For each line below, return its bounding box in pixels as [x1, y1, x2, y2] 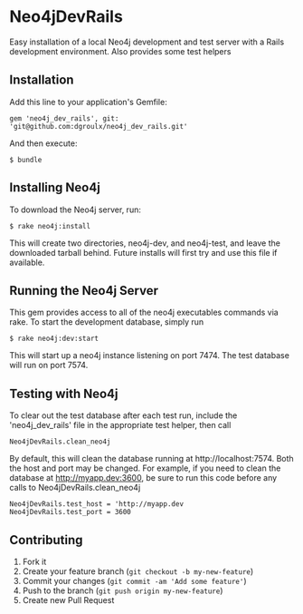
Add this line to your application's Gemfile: [9, 96, 167, 107]
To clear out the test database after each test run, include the [9, 410, 238, 421]
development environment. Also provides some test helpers [9, 45, 232, 56]
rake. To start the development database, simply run [9, 317, 204, 327]
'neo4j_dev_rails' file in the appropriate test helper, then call [9, 420, 232, 431]
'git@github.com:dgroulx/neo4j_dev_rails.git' [9, 122, 188, 131]
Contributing [9, 532, 83, 548]
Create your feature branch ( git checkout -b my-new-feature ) [22, 566, 254, 577]
